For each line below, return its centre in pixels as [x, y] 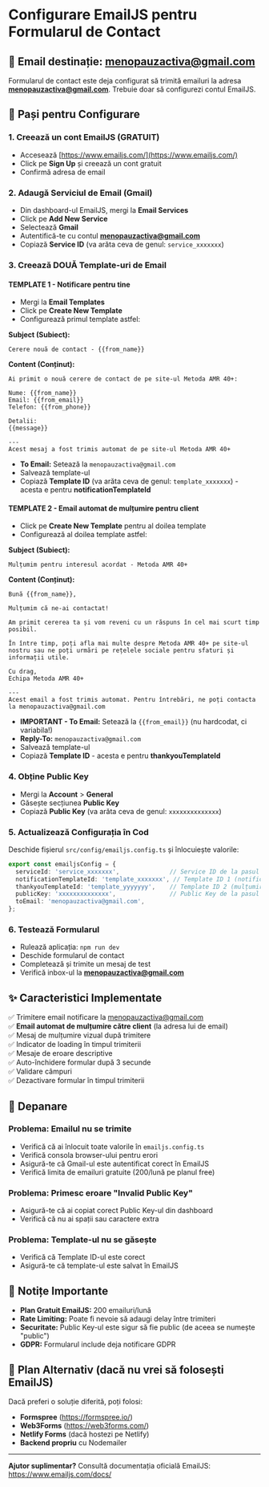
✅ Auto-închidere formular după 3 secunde [80, 1062]
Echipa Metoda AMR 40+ [46, 679]
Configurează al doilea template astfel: [83, 535]
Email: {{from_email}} [46, 400]
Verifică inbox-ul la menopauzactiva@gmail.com [102, 972]
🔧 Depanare [38, 1106]
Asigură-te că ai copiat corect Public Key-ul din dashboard [116, 1211]
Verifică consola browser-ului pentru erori [89, 1155]
